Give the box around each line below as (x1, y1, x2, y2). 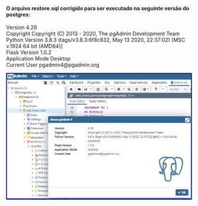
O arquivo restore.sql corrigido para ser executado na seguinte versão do (6, 5, 190, 12)
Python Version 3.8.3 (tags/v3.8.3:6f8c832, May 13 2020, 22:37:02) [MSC (6, 36, 186, 43)
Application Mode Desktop (6, 55, 71, 62)
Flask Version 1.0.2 (6, 49, 52, 56)
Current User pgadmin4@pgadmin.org (6, 62, 100, 69)
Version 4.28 (6, 24, 37, 31)
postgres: (6, 11, 31, 18)
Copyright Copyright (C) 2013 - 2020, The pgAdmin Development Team (6, 30, 180, 38)
